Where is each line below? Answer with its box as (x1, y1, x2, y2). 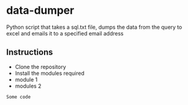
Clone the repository (14, 63, 66, 70)
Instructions (6, 47, 53, 58)
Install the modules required (14, 70, 85, 77)
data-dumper (6, 4, 75, 17)
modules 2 (14, 82, 42, 89)
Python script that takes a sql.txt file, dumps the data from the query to (6, 23, 183, 31)
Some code (6, 94, 31, 100)
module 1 (14, 76, 38, 83)
